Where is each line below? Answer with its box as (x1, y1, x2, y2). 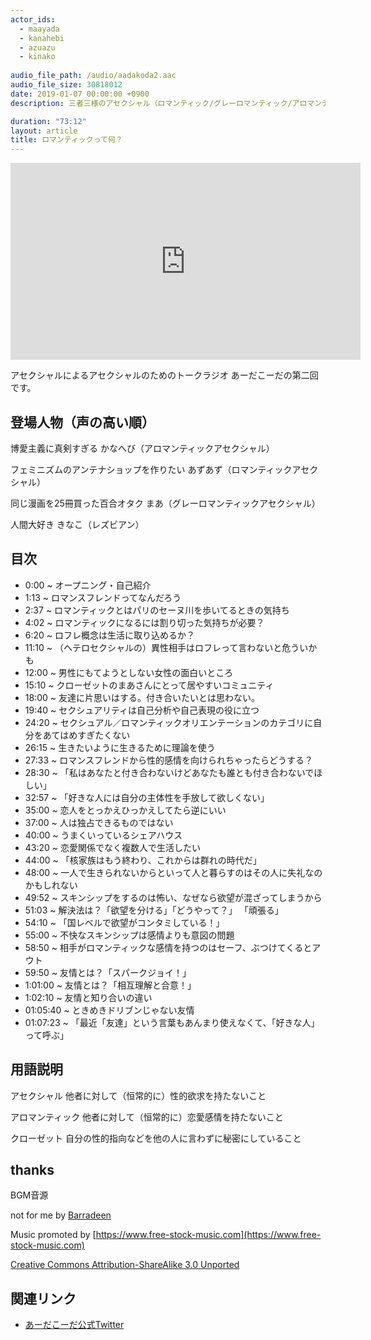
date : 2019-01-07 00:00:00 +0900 (10, 89, 150, 99)
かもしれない (24, 879, 78, 891)
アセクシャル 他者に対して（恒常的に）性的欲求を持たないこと (10, 1089, 267, 1101)
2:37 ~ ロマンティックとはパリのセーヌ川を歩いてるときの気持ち (24, 604, 290, 616)
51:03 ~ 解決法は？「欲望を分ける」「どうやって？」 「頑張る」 (24, 904, 284, 916)
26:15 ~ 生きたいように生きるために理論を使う (24, 741, 216, 753)
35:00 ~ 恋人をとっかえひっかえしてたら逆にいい (24, 804, 227, 816)
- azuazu (19, 42, 56, 53)
